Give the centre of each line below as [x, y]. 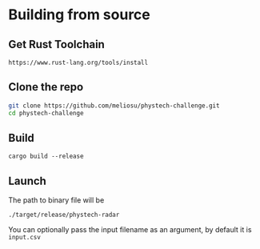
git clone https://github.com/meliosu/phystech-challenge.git [114, 106]
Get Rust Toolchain [57, 44]
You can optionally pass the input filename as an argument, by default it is [130, 230]
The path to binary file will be [56, 200]
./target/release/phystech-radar [64, 215]
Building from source [79, 15]
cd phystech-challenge [46, 113]
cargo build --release [46, 157]
